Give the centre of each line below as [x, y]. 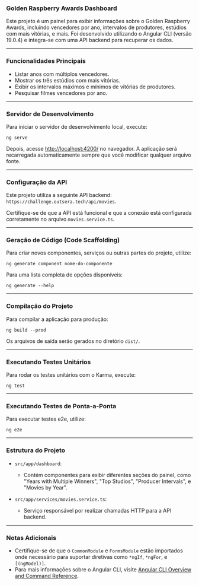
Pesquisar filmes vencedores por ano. [61, 93]
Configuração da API [37, 182]
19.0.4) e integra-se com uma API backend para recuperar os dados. [90, 40]
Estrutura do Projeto [36, 450]
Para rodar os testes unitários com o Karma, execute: [71, 375]
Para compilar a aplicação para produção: [57, 319]
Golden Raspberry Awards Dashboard [62, 8]
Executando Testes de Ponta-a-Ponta [61, 406]
